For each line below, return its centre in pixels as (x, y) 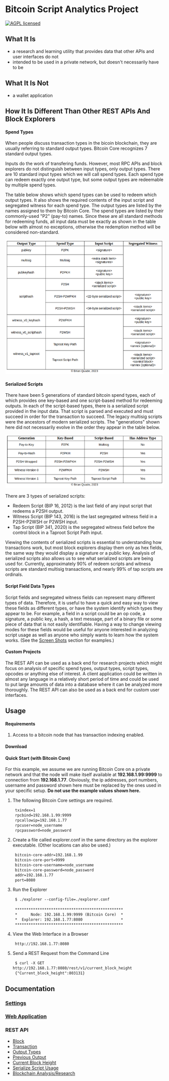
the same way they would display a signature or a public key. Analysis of (80, 553)
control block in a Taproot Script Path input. (58, 532)
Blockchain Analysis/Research (44, 1073)
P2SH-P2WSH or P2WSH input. (45, 522)
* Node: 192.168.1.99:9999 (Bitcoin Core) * (69, 915)
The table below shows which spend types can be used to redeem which (81, 195)
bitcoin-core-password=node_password (54, 870)
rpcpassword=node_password (43, 830)
